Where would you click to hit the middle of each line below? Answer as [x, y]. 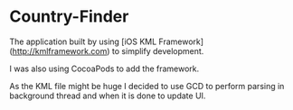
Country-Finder [69, 17]
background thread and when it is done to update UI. [108, 96]
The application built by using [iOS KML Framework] [107, 41]
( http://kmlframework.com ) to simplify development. [107, 50]
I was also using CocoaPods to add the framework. [104, 69]
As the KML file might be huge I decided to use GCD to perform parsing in [147, 86]
